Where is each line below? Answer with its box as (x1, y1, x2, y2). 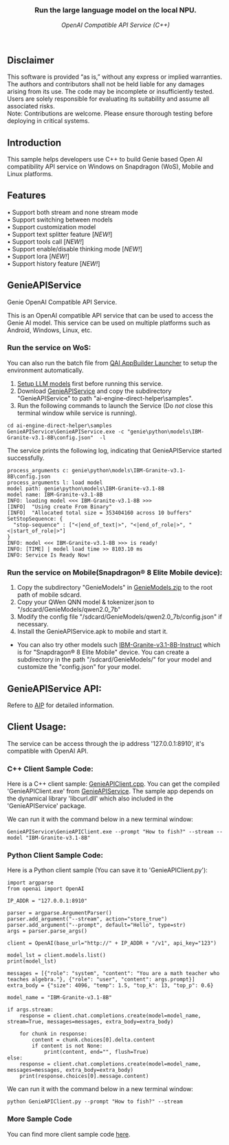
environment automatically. (7, 366, 84, 374)
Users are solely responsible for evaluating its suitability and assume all (7, 95, 210, 103)
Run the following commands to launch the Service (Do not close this (17, 401, 213, 410)
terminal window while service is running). (17, 409, 138, 417)
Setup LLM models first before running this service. (17, 379, 163, 387)
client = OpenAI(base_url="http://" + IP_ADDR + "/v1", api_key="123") (7, 940, 217, 947)
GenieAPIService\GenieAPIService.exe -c (7, 428, 125, 435)
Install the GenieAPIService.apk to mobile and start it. (17, 627, 168, 636)
